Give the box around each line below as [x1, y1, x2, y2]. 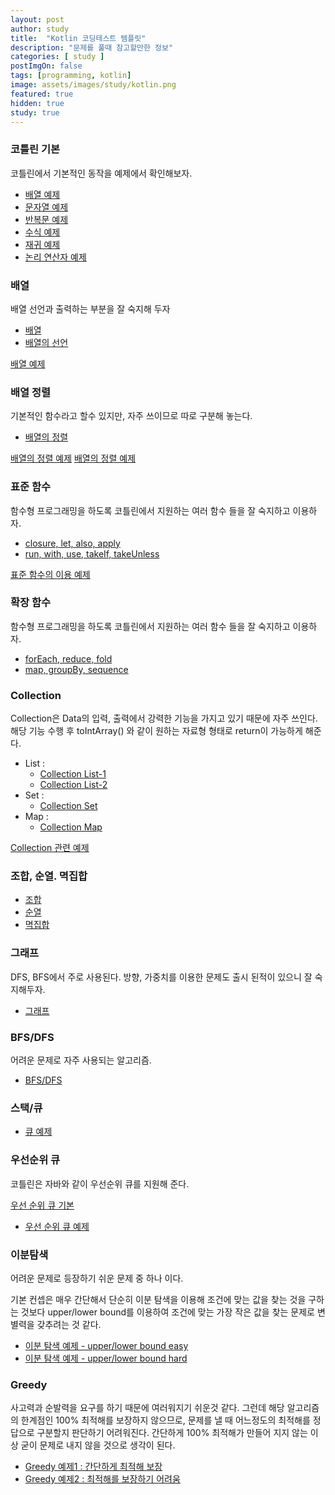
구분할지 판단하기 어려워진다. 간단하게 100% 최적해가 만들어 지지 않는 [36, 1427, 308, 1439]
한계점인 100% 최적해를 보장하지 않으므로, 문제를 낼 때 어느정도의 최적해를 [20, 1414, 311, 1426]
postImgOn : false [10, 61, 83, 71]
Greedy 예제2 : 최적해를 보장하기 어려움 [24, 1473, 181, 1485]
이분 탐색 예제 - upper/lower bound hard [24, 1352, 188, 1364]
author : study [10, 24, 70, 34]
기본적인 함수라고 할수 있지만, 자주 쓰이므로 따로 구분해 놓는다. [10, 410, 253, 422]
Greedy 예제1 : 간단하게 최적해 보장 [24, 1461, 163, 1473]
